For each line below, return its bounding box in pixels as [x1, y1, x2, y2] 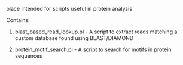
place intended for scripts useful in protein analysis [6, 5, 133, 12]
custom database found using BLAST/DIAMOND [14, 35, 134, 41]
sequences [14, 52, 43, 59]
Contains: [6, 17, 30, 23]
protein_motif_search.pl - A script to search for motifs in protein [14, 46, 172, 53]
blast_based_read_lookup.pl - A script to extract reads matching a [14, 28, 178, 35]
